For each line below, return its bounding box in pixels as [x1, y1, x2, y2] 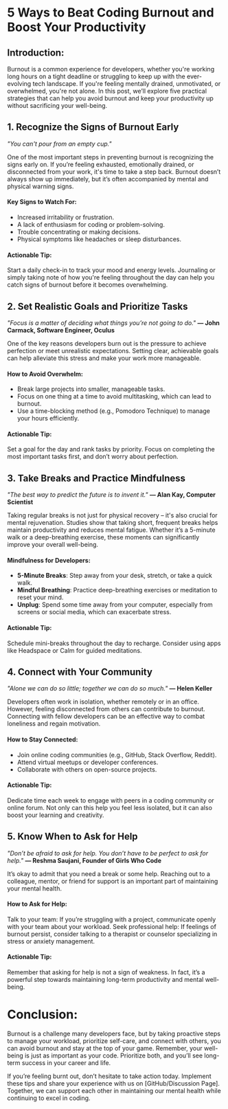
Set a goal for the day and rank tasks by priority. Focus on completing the [7, 445, 215, 453]
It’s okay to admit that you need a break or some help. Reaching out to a [7, 869, 211, 877]
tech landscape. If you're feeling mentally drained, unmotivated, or [32, 80, 221, 87]
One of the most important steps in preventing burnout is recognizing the [7, 153, 214, 161]
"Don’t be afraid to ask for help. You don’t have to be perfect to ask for [7, 849, 209, 857]
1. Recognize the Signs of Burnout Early [7, 122, 179, 133]
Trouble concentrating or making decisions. [16, 228, 141, 236]
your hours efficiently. [16, 414, 80, 423]
